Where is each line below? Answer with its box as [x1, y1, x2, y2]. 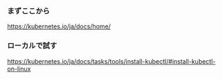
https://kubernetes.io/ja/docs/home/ [7, 22, 111, 30]
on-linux [7, 64, 31, 73]
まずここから [7, 6, 51, 15]
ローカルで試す [7, 41, 57, 51]
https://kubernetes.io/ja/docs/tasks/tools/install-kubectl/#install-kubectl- [7, 57, 216, 65]
